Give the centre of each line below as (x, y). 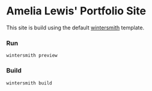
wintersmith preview (32, 56)
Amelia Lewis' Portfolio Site (76, 11)
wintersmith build (29, 83)
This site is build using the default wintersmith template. (75, 28)
